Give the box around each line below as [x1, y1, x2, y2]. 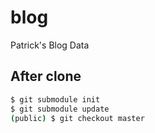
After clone [10, 68, 82, 85]
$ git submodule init [10, 94, 101, 105]
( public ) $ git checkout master [10, 113, 145, 123]
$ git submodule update [10, 104, 110, 114]
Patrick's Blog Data [10, 39, 90, 51]
